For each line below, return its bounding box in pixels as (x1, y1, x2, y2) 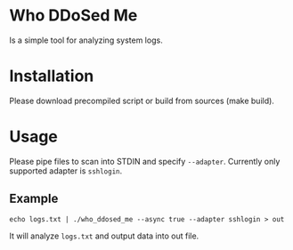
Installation (9, 66, 94, 86)
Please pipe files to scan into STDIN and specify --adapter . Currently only (9, 156, 281, 166)
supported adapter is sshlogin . (9, 165, 123, 176)
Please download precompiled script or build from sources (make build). (9, 95, 274, 106)
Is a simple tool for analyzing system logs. (9, 35, 163, 45)
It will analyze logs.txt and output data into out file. (9, 230, 199, 241)
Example (9, 191, 59, 206)
